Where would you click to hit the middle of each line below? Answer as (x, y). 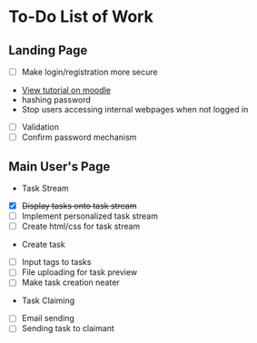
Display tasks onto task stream (79, 206)
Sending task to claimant (68, 328)
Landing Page (48, 50)
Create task (43, 245)
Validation (40, 127)
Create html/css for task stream (81, 226)
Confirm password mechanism (79, 137)
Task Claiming (48, 300)
